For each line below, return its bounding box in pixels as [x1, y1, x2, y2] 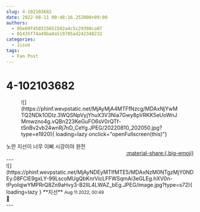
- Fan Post [11, 53, 39, 59]
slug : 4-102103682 [6, 8, 52, 15]
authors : [6, 20, 28, 26]
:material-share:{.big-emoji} [126, 149, 194, 156]
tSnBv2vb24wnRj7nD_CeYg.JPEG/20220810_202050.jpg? [21, 124, 162, 131]
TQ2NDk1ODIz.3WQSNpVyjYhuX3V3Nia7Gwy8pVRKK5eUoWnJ [21, 111, 177, 118]
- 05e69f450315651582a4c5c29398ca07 [11, 25, 102, 32]
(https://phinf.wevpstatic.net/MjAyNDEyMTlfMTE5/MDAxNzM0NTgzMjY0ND [6, 168, 194, 176]
